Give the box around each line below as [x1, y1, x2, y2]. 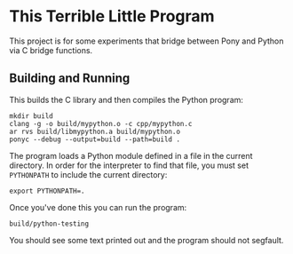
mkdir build [9, 111, 53, 121]
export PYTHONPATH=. [9, 187, 86, 195]
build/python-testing [9, 219, 90, 228]
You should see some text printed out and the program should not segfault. [9, 234, 284, 245]
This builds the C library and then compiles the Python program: [9, 94, 244, 105]
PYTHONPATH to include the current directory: [9, 169, 168, 179]
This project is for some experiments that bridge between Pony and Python [9, 36, 284, 46]
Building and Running [9, 71, 131, 86]
